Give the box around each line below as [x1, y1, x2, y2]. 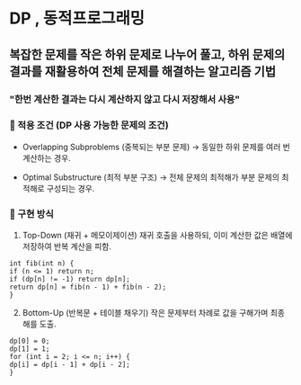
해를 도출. [22, 318, 57, 329]
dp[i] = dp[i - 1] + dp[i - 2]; [9, 361, 130, 370]
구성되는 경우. [46, 183, 95, 193]
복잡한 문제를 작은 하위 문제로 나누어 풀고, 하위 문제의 [9, 47, 286, 62]
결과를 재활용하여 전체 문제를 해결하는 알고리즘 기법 [9, 64, 277, 79]
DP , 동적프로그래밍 [9, 8, 146, 29]
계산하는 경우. [22, 152, 72, 163]
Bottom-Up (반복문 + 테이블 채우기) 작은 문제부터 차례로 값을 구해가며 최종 [22, 308, 286, 318]
